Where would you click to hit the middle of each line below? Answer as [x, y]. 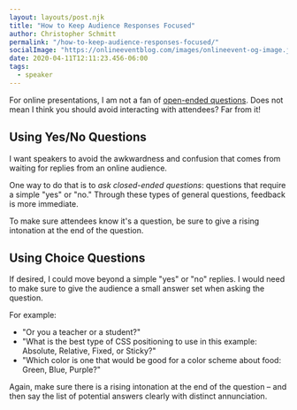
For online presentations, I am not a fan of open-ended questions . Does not [146, 100]
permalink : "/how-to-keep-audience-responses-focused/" [114, 42]
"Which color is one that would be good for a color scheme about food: [151, 361]
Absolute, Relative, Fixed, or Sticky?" [89, 351]
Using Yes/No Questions [78, 137]
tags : [19, 67]
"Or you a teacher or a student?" [81, 332]
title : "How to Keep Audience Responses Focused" [103, 26]
